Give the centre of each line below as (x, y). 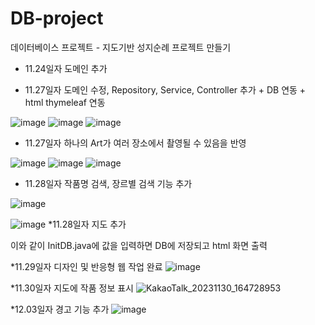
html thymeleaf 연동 (65, 102)
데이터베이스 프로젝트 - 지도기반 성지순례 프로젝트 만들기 (121, 47)
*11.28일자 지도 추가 (87, 224)
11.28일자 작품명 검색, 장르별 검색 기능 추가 (108, 183)
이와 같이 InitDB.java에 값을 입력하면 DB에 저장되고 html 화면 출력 (139, 245)
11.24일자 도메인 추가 (66, 68)
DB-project (57, 18)
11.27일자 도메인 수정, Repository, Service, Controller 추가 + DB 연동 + (165, 89)
